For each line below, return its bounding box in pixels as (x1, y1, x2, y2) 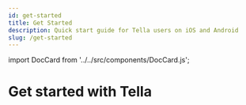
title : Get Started (8, 19, 73, 27)
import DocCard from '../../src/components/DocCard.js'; (8, 55, 190, 65)
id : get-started (8, 11, 62, 20)
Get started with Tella (8, 83, 153, 101)
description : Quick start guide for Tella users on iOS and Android (8, 26, 239, 34)
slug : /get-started (8, 33, 73, 42)
